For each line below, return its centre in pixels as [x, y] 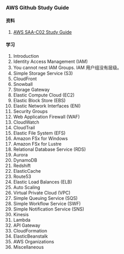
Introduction [26, 56]
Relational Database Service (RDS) [49, 149]
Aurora [20, 155]
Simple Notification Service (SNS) [49, 209]
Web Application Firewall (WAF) [46, 117]
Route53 [22, 177]
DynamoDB [25, 160]
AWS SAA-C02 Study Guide [42, 32]
